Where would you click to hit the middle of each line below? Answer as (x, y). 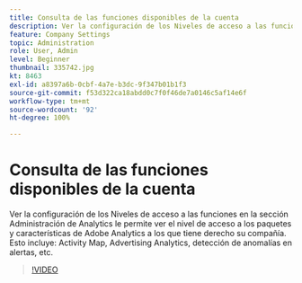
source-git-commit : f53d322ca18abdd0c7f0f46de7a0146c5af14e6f (128, 93)
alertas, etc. (31, 252)
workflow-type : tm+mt (50, 101)
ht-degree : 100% (40, 118)
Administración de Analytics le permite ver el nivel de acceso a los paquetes (151, 224)
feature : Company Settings (60, 34)
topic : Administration (52, 43)
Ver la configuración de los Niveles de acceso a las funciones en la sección (149, 214)
